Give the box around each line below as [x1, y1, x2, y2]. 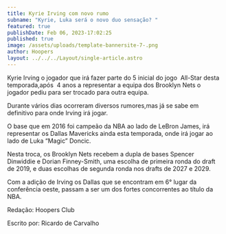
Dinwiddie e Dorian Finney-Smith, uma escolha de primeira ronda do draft [7, 157, 216, 165]
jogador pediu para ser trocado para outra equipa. [7, 88, 149, 96]
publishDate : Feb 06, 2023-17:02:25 [7, 29, 112, 36]
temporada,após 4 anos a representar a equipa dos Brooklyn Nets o [7, 80, 201, 89]
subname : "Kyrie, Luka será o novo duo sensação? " [7, 16, 158, 23]
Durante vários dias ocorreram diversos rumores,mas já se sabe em [7, 101, 199, 110]
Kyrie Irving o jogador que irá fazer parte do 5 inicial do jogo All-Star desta [7, 73, 220, 82]
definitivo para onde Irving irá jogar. [7, 108, 109, 117]
